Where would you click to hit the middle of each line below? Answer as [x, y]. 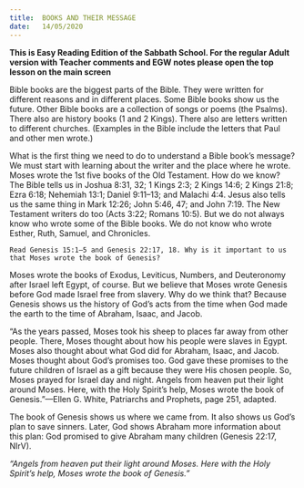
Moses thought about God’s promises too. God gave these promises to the [149, 360]
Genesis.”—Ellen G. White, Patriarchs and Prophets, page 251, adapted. [143, 399]
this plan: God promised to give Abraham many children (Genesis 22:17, [143, 436]
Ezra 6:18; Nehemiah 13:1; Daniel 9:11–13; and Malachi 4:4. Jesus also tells [147, 194]
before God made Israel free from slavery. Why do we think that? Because [148, 294]
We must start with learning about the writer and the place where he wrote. [150, 165]
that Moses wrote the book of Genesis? [85, 258]
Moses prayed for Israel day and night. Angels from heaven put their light [147, 379]
